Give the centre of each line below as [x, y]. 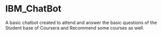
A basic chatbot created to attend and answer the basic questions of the [81, 22]
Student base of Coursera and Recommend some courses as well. [75, 27]
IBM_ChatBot [33, 9]
